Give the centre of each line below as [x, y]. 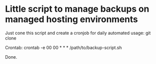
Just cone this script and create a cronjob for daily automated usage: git [78, 33]
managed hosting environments [72, 19]
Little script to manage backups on [77, 9]
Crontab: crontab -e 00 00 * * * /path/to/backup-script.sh [64, 47]
